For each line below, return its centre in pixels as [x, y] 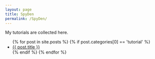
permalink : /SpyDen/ [26, 19]
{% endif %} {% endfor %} [39, 52]
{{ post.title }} [26, 47]
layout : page [18, 10]
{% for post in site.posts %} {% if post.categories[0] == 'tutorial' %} [81, 42]
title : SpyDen [20, 14]
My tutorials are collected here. [37, 33]
